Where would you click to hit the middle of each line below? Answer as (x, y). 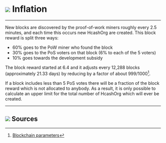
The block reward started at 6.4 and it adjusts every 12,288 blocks (72, 67)
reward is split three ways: (32, 37)
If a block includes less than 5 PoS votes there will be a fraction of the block (82, 83)
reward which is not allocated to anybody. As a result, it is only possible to (81, 88)
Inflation (30, 9)
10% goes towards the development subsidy (57, 58)
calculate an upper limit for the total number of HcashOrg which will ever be (82, 93)
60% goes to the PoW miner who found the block (62, 47)
